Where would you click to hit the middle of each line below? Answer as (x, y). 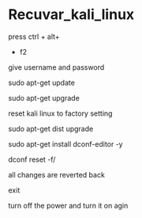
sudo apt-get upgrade (44, 98)
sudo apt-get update (41, 82)
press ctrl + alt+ (34, 36)
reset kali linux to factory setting (60, 113)
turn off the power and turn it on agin (68, 205)
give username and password (56, 67)
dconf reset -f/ (32, 159)
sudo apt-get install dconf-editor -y (66, 143)
